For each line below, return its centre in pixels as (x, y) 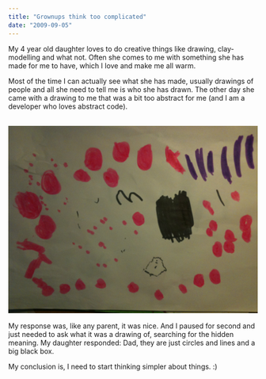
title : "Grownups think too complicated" (78, 17)
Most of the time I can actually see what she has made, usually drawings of (131, 81)
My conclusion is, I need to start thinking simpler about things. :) (113, 366)
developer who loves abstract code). (68, 106)
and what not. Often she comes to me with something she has (143, 57)
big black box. (31, 351)
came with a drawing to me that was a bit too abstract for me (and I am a (127, 98)
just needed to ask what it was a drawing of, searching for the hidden (121, 334)
